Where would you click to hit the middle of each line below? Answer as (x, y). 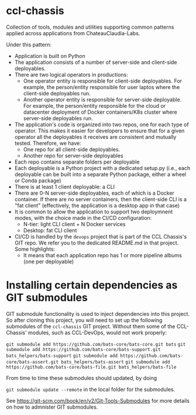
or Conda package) (38, 181)
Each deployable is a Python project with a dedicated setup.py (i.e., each (102, 168)
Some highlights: (35, 249)
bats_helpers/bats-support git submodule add (62, 356)
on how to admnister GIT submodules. (52, 407)
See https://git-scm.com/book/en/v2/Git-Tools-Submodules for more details (98, 400)
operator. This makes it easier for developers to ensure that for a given (99, 131)
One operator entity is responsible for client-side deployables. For (103, 81)
